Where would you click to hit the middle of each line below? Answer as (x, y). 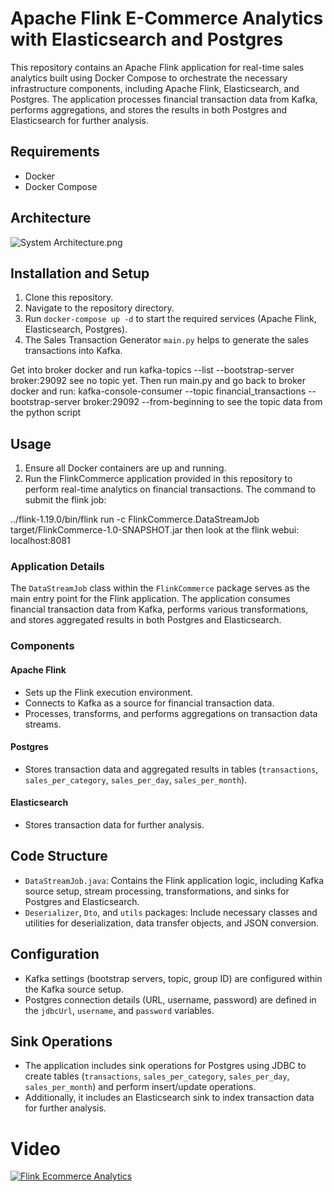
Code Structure (59, 856)
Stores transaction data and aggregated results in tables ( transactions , (171, 769)
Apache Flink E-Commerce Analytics (167, 18)
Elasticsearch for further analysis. (79, 120)
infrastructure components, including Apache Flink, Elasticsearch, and (155, 88)
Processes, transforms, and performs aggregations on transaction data (171, 713)
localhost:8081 (40, 541)
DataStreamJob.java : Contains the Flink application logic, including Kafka (174, 880)
